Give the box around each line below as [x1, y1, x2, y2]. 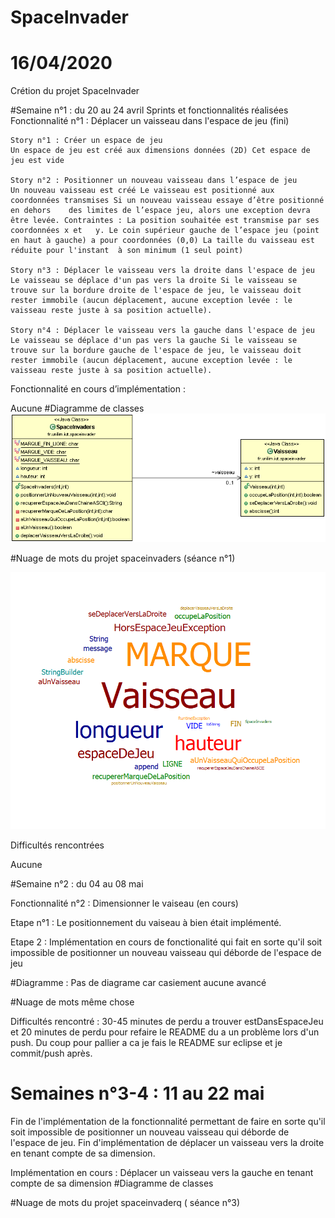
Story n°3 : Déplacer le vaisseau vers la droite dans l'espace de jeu [10, 266, 315, 276]
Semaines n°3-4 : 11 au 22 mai [10, 1082, 265, 1105]
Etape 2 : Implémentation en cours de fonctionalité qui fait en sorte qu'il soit [10, 936, 323, 948]
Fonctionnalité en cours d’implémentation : [10, 383, 186, 395]
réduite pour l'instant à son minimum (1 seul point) [10, 246, 244, 256]
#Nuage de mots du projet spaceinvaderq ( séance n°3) [10, 1196, 241, 1208]
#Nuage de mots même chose [10, 996, 135, 1008]
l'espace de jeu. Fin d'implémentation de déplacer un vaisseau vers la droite [10, 1136, 325, 1148]
